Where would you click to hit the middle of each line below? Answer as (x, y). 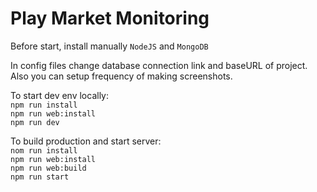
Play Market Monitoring (110, 18)
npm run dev (35, 122)
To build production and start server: (86, 141)
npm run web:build (48, 168)
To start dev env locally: (60, 95)
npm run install (44, 105)
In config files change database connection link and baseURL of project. (159, 65)
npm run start (40, 177)
